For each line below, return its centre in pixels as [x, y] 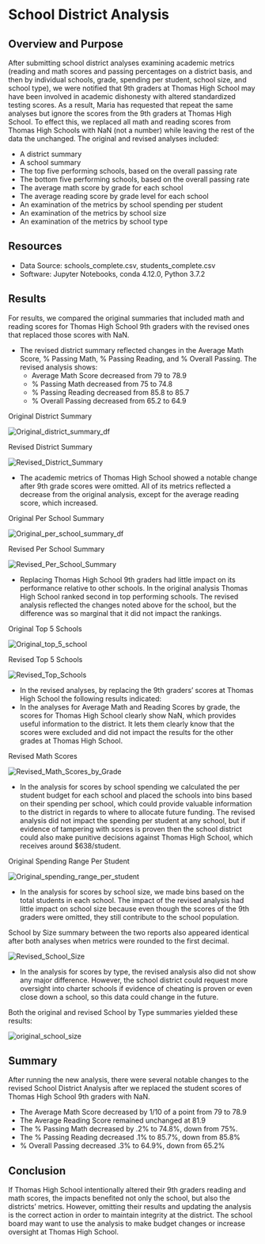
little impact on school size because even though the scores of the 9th [134, 909]
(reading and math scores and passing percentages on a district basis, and [130, 71]
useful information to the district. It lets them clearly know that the [127, 724]
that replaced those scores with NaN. [69, 335]
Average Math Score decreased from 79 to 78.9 [109, 375]
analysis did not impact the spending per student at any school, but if [132, 820]
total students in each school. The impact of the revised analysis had [132, 900]
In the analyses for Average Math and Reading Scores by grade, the [130, 706]
